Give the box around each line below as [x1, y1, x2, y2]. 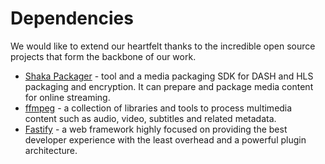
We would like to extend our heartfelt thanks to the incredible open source [10, 40, 316, 52]
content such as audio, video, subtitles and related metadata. [24, 112, 277, 124]
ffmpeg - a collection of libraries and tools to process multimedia [24, 102, 293, 114]
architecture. [24, 144, 78, 156]
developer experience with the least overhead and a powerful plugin [24, 133, 307, 146]
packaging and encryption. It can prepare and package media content [24, 80, 314, 92]
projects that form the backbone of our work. [10, 50, 197, 62]
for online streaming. [24, 91, 111, 103]
